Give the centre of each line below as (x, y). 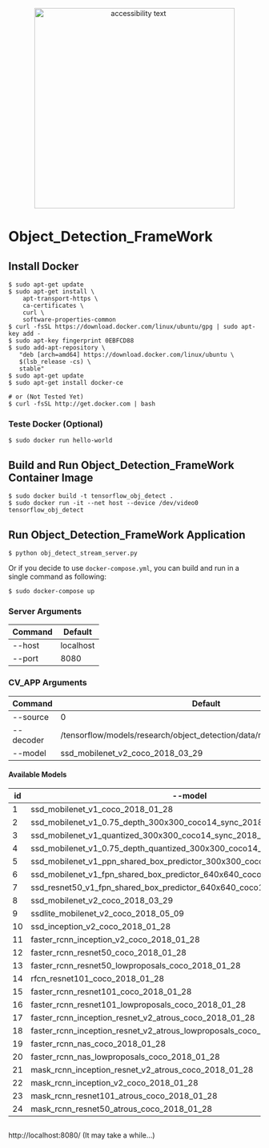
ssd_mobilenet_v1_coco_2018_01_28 (102, 809)
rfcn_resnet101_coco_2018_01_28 (98, 978)
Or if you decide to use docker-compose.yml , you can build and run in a (124, 568)
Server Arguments (45, 611)
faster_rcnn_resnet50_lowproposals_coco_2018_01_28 (136, 965)
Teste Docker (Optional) (56, 423)
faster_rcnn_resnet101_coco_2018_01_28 (111, 992)
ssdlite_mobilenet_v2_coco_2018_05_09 (107, 913)
